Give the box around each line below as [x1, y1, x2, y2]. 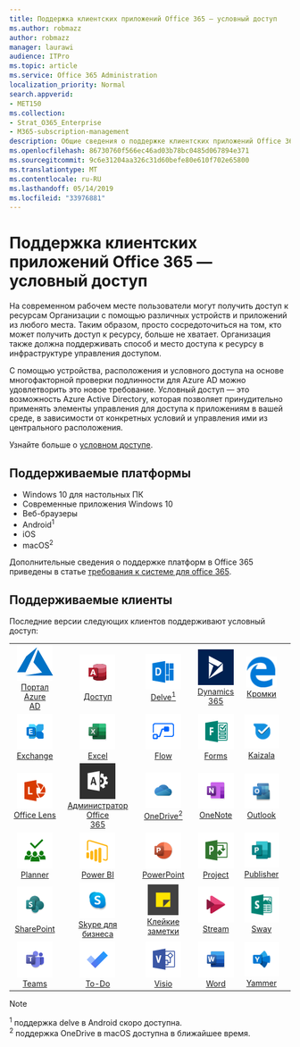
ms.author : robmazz [9, 23, 82, 33]
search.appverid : [9, 89, 74, 98]
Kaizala [248, 750, 275, 761]
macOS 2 [21, 538, 54, 550]
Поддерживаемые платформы [9, 465, 192, 481]
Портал [21, 682, 49, 692]
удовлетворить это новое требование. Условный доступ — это [9, 384, 250, 395]
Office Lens [12, 809, 56, 821]
